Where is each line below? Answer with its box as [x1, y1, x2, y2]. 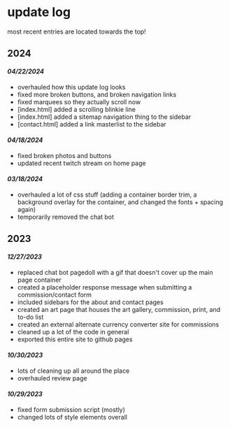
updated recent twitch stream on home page [17, 159, 146, 167]
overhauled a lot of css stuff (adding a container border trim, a [17, 190, 197, 199]
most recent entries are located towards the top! [7, 27, 147, 36]
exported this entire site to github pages [17, 335, 133, 343]
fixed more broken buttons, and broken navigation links [17, 90, 177, 99]
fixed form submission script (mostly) [17, 405, 126, 413]
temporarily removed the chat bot [17, 213, 114, 221]
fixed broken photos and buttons [17, 151, 112, 159]
